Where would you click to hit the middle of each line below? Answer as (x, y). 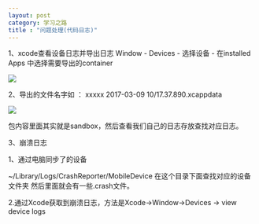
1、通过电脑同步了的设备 (48, 160)
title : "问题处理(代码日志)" (53, 30)
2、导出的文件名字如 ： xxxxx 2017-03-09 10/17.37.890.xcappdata (115, 94)
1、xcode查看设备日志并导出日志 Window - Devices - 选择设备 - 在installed (129, 53)
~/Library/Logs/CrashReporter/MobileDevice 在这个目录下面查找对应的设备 (130, 176)
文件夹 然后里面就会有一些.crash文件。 (71, 186)
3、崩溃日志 (28, 143)
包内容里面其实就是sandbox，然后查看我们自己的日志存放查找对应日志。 (126, 126)
